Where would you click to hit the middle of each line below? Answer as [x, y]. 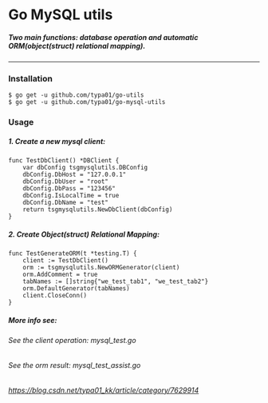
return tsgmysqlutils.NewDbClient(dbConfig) [98, 209]
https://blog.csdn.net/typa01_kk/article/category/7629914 [104, 390]
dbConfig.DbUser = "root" [66, 182]
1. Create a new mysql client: [57, 141]
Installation [31, 79]
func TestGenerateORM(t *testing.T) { [73, 253]
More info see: [33, 320]
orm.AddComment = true [60, 275]
